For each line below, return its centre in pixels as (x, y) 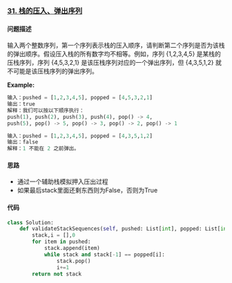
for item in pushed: (61, 242)
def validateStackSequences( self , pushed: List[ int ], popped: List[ (120, 229)
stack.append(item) (72, 248)
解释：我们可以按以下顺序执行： (46, 110)
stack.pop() (74, 261)
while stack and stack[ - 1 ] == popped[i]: (105, 254)
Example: (21, 85)
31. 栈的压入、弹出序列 (45, 10)
